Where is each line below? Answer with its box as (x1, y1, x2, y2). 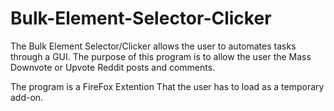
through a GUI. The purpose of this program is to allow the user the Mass (10, 50, 312, 62)
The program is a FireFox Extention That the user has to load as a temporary (10, 80, 325, 92)
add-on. (10, 91, 44, 103)
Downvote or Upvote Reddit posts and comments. (10, 61, 216, 73)
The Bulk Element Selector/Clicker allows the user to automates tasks (10, 40, 297, 52)
